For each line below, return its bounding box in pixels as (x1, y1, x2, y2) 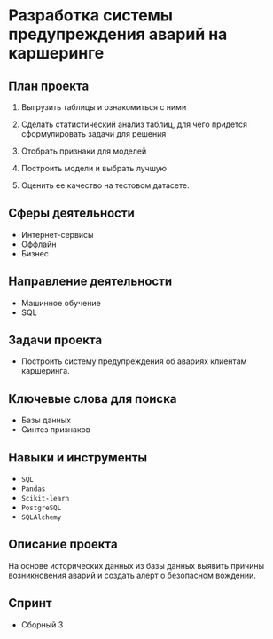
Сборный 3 (20, 619, 64, 630)
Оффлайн (20, 239, 57, 249)
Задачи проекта (8, 333, 103, 348)
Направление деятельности (8, 274, 173, 289)
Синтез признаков (20, 424, 90, 435)
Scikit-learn (20, 494, 70, 503)
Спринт (8, 596, 52, 611)
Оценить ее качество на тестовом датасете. (20, 180, 190, 191)
